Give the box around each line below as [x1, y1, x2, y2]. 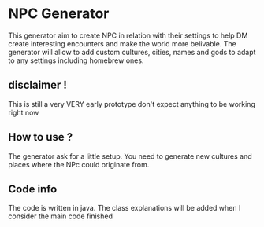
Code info [8, 182, 58, 196]
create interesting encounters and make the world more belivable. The [8, 38, 236, 48]
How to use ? [8, 130, 73, 144]
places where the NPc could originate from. [8, 159, 150, 169]
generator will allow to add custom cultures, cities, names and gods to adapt [8, 47, 256, 57]
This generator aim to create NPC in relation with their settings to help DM [8, 31, 248, 40]
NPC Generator [8, 5, 110, 23]
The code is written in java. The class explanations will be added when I [8, 203, 241, 213]
